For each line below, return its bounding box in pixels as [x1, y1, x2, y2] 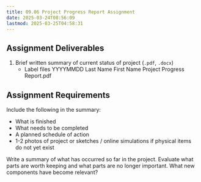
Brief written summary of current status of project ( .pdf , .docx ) [15, 59, 174, 67]
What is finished [15, 118, 56, 125]
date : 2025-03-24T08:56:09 [6, 15, 75, 21]
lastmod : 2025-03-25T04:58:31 [6, 20, 84, 26]
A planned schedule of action [15, 131, 90, 138]
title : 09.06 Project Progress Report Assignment [6, 9, 136, 15]
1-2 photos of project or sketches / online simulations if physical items [15, 137, 191, 144]
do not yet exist [15, 144, 55, 151]
